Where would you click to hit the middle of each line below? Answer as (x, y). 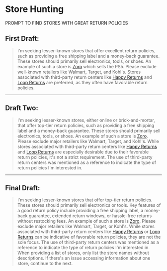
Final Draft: (23, 188)
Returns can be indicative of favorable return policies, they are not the (89, 237)
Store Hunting (35, 9)
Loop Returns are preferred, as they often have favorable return (82, 82)
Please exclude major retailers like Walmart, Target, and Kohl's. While (88, 141)
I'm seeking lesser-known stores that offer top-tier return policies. (85, 200)
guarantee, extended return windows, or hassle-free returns (90, 216)
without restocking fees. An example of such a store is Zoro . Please (86, 221)
